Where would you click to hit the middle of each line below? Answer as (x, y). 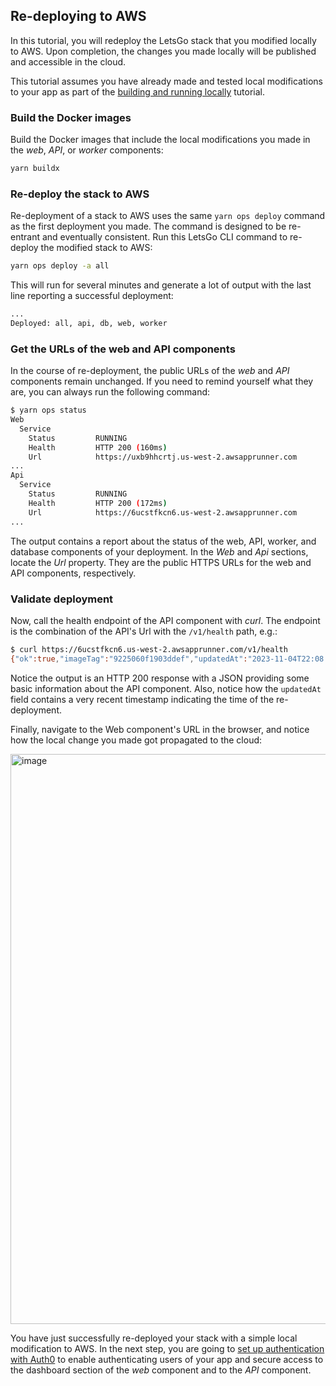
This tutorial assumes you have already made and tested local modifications (166, 81)
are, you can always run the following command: (110, 392)
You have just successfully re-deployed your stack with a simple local (154, 1338)
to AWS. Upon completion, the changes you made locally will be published (163, 51)
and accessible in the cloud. (68, 61)
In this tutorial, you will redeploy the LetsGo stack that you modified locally (163, 40)
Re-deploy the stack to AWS (80, 194)
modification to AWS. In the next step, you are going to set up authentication (167, 1348)
